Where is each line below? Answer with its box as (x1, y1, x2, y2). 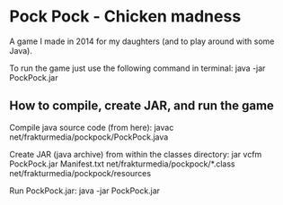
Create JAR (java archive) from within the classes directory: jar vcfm (9, 149, 262, 159)
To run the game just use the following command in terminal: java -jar (9, 63, 266, 73)
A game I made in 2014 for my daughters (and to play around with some (9, 36, 275, 47)
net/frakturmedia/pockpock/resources (9, 167, 151, 178)
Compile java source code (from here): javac (9, 122, 174, 132)
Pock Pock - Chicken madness (9, 6, 242, 27)
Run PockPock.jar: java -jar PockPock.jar (9, 185, 160, 196)
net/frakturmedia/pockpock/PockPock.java (9, 132, 169, 142)
